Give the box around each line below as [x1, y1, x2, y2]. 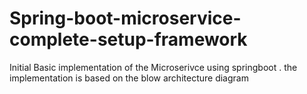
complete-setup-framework [9, 28, 248, 51]
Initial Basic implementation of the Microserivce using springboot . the [9, 61, 298, 73]
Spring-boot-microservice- [9, 7, 242, 30]
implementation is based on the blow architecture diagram [9, 72, 249, 84]
